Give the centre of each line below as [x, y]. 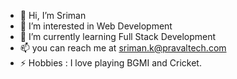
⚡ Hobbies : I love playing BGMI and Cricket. [110, 63]
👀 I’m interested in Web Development [96, 26]
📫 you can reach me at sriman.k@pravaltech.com [123, 48]
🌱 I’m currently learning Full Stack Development [118, 36]
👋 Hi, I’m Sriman [53, 15]
